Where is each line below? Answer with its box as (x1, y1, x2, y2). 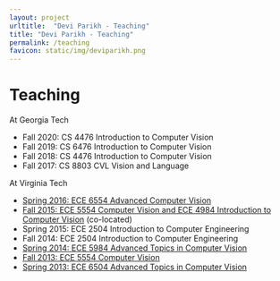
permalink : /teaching (9, 38, 90, 47)
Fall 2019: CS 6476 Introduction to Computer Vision (21, 141, 212, 152)
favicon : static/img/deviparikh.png (9, 47, 146, 55)
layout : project (9, 13, 70, 22)
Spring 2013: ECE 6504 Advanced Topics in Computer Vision (21, 261, 248, 273)
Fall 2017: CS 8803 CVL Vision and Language (21, 160, 190, 171)
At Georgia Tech (9, 115, 70, 125)
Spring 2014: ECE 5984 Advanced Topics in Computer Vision (21, 243, 248, 253)
